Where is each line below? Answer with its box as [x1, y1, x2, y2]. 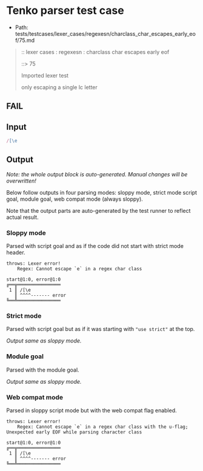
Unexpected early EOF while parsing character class [6, 429, 142, 435]
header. [6, 249, 25, 256]
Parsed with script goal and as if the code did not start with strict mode [6, 242, 184, 250]
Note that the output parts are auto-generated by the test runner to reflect [6, 207, 191, 214]
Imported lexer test [21, 72, 68, 79]
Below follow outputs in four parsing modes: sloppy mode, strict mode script [6, 189, 198, 196]
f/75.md [15, 36, 35, 44]
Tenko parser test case [6, 4, 124, 18]
